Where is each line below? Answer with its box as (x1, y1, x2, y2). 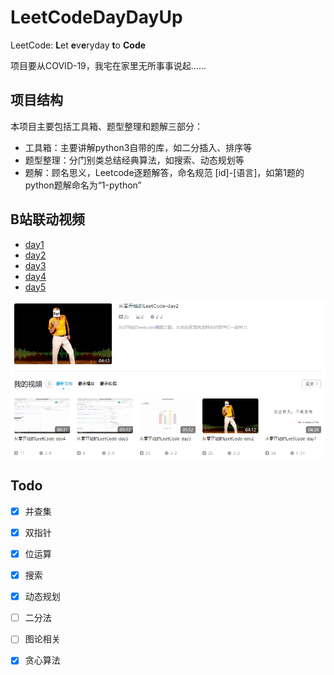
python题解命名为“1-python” (24, 179, 142, 191)
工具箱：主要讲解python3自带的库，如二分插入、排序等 (24, 141, 253, 153)
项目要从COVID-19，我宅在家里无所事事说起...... (10, 59, 207, 71)
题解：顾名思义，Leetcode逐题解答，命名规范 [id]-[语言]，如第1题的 (24, 166, 305, 178)
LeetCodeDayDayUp (10, 6, 183, 29)
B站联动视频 (10, 211, 85, 228)
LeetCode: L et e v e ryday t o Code (10, 39, 147, 51)
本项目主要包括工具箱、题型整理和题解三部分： (10, 120, 203, 132)
